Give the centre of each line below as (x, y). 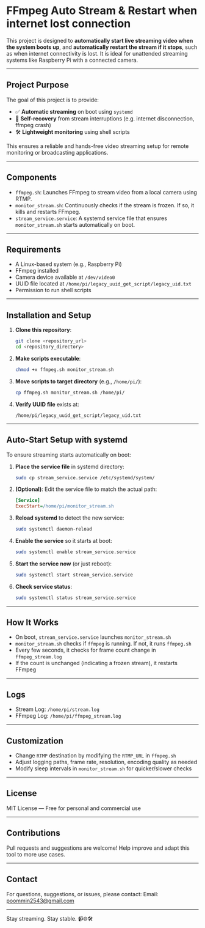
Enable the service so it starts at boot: (63, 541)
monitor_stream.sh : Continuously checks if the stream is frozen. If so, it (105, 205)
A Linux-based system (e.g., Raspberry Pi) (68, 264)
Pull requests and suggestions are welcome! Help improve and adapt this (98, 848)
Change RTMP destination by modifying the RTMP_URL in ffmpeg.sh (95, 756)
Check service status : (43, 586)
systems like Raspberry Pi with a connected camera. (72, 60)
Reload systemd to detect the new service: (70, 518)
